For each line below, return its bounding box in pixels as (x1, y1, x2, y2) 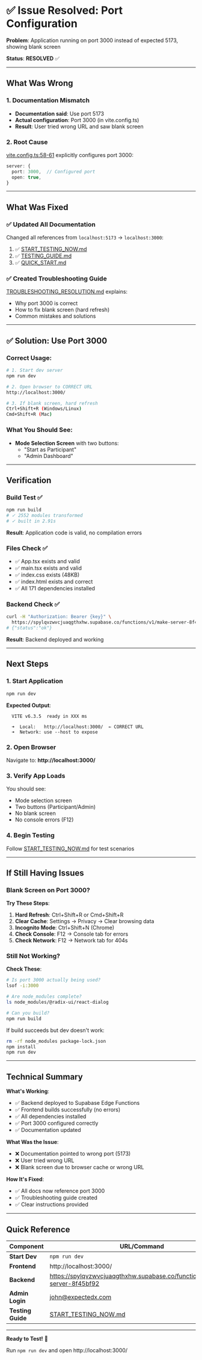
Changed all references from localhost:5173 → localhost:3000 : (6, 234, 164, 241)
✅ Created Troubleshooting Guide (6, 274, 107, 283)
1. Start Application (6, 677, 63, 685)
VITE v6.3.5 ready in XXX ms (11, 713, 87, 719)
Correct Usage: (6, 353, 52, 362)
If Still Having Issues (6, 868, 84, 878)
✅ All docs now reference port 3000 (14, 1187, 105, 1195)
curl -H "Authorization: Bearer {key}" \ (6, 614, 112, 620)
